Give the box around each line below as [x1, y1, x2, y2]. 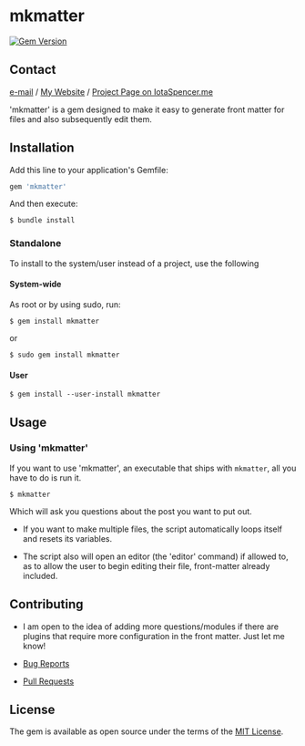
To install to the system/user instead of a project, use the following [9, 257, 259, 269]
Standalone [9, 237, 62, 250]
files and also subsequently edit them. [9, 113, 152, 124]
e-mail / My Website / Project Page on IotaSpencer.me [9, 86, 214, 97]
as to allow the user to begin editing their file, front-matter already [22, 560, 270, 571]
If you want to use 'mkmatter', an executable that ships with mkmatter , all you [9, 462, 297, 473]
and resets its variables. [22, 533, 112, 544]
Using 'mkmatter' [9, 441, 88, 454]
